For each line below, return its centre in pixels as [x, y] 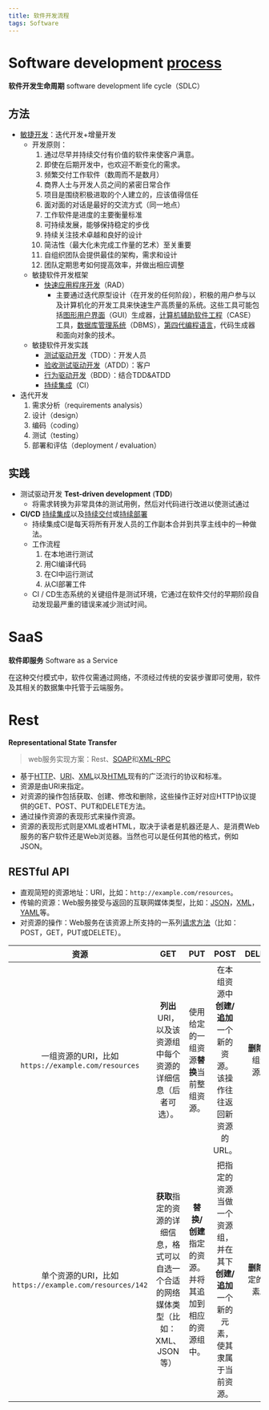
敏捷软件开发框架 [60, 275]
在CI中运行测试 [68, 574]
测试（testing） [57, 436]
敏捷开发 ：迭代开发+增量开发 [68, 135]
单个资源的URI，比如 [80, 1275]
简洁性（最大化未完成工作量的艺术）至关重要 [118, 245]
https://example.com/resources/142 [80, 1285]
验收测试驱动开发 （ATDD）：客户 [97, 365]
